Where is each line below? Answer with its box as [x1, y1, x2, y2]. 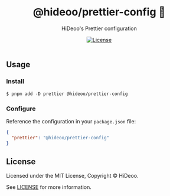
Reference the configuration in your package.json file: [6, 117, 136, 125]
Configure [6, 104, 36, 113]
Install [6, 77, 25, 86]
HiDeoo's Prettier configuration [61, 25, 138, 32]
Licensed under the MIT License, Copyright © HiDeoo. [6, 172, 139, 179]
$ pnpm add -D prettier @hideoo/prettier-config [6, 91, 128, 97]
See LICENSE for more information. [6, 184, 91, 191]
